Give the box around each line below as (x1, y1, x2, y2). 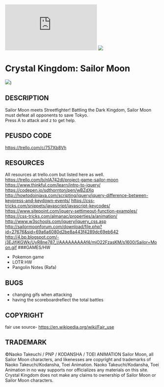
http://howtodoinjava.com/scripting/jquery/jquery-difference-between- (5, 193, 148, 198)
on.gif (5, 244, 17, 250)
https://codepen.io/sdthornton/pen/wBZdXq (5, 187, 94, 193)
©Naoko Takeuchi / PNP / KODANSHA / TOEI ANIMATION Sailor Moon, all (5, 351, 154, 357)
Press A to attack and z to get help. (5, 117, 76, 123)
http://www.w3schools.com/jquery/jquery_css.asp (5, 218, 107, 224)
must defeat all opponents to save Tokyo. (5, 112, 89, 118)
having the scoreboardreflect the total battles (12, 297, 104, 303)
